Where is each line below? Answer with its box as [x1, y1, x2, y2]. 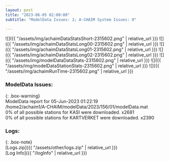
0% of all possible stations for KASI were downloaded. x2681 [5, 109, 135, 115]
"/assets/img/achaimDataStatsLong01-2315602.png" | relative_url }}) [12, 47, 158, 53]
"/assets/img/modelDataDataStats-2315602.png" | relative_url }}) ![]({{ [12, 57, 161, 64]
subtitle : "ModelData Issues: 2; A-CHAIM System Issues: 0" [5, 17, 137, 22]
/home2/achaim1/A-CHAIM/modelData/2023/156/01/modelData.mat [5, 104, 148, 110]
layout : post [5, 7, 33, 13]
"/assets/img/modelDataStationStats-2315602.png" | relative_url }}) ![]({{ [5, 63, 159, 69]
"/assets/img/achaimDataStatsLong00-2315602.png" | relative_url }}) [12, 41, 159, 47]
